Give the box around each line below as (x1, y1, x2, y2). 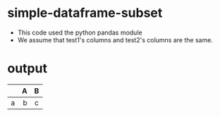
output (7, 61, 48, 77)
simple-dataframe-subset (7, 5, 163, 21)
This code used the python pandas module (17, 28, 142, 37)
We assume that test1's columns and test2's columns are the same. (17, 35, 214, 44)
